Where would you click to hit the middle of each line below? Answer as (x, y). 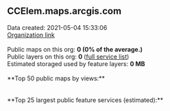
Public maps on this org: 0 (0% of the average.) (75, 49)
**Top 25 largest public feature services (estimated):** (85, 100)
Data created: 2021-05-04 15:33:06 (57, 27)
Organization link (31, 35)
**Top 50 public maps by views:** (56, 78)
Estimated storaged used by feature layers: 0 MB (76, 63)
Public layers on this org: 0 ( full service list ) (68, 57)
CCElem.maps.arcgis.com (64, 11)
